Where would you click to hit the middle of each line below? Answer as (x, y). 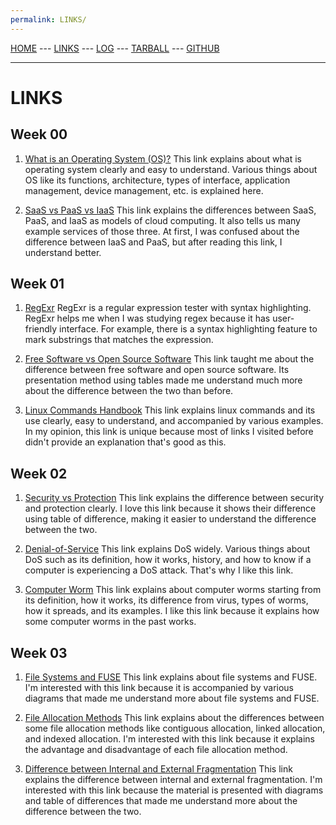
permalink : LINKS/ (48, 19)
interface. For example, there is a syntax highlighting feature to (188, 329)
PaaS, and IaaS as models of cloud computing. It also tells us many (162, 220)
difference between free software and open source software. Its (157, 370)
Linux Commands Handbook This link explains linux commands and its (170, 410)
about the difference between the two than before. (129, 391)
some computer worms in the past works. (110, 622)
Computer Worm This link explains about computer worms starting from (173, 590)
